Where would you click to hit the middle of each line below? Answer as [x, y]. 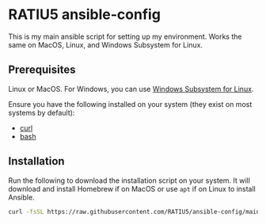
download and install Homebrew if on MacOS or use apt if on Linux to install [132, 188]
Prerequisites [42, 70]
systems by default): [42, 112]
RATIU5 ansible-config [84, 15]
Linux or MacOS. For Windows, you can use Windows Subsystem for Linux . [131, 89]
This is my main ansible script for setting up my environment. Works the [125, 36]
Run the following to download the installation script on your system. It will [129, 180]
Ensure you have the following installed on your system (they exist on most [130, 104]
